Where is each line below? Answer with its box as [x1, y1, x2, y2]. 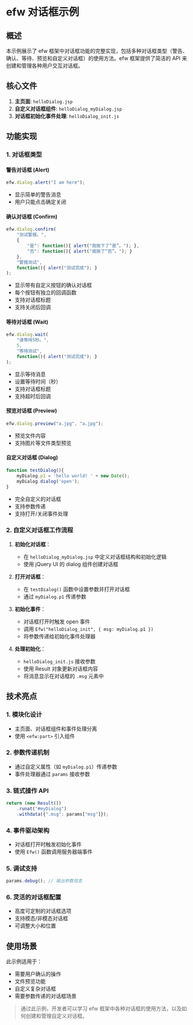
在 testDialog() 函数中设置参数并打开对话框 [23, 586, 130, 593]
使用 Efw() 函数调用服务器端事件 [14, 848, 93, 855]
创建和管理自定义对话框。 [25, 1013, 88, 1020]
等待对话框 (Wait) [6, 318, 49, 325]
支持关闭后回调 [14, 304, 51, 311]
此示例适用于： [6, 958, 42, 965]
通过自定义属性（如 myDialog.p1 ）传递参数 [14, 763, 117, 770]
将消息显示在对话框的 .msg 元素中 [23, 672, 104, 679]
